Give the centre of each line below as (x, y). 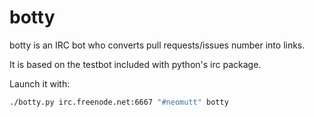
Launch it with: (40, 83)
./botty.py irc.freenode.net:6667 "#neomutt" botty (119, 102)
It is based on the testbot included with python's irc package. (135, 64)
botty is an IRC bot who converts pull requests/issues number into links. (157, 45)
